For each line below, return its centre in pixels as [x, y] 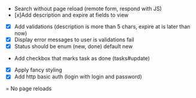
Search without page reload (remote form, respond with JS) [88, 9]
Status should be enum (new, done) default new [73, 47]
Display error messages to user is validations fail [74, 40]
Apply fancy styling [38, 70]
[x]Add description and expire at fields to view [71, 15]
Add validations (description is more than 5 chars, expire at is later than [102, 27]
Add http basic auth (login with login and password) [78, 76]
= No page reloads [29, 88]
